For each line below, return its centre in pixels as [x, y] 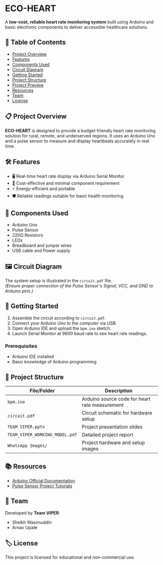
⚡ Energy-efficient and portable [43, 189]
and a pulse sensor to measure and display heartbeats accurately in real [77, 141]
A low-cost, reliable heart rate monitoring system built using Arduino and [79, 22]
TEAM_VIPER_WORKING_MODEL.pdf [42, 435]
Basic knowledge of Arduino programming [54, 362]
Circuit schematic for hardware [117, 412]
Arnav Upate [25, 527]
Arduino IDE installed [33, 357]
